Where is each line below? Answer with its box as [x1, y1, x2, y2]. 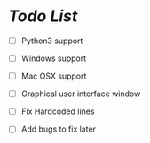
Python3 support [20, 35, 83, 46]
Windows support [20, 53, 87, 64]
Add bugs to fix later [20, 124, 97, 134]
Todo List [8, 6, 78, 26]
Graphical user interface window [20, 88, 141, 99]
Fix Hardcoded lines [20, 106, 95, 117]
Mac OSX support [20, 71, 87, 81]
